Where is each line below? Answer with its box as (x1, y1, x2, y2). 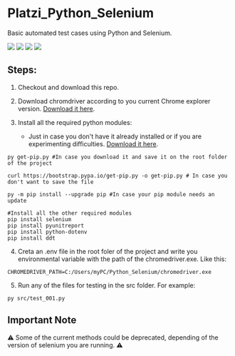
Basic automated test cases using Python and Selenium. (7, 29, 172, 37)
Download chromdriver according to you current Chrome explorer (17, 96, 211, 105)
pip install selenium (7, 215, 72, 223)
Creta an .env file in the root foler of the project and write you (17, 247, 198, 255)
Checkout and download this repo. (17, 83, 120, 91)
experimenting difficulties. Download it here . (28, 139, 159, 148)
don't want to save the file (7, 178, 94, 185)
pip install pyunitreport (7, 222, 84, 229)
